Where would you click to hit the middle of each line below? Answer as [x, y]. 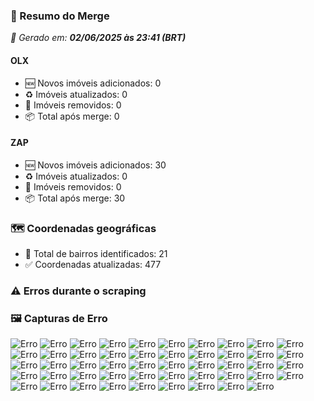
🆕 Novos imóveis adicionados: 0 [93, 83]
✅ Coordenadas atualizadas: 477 [93, 264]
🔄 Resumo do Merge [60, 16]
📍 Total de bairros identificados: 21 [96, 253]
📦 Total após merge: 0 [72, 116]
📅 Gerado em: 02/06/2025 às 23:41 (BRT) [98, 38]
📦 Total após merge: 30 [75, 198]
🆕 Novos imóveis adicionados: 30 [95, 165]
